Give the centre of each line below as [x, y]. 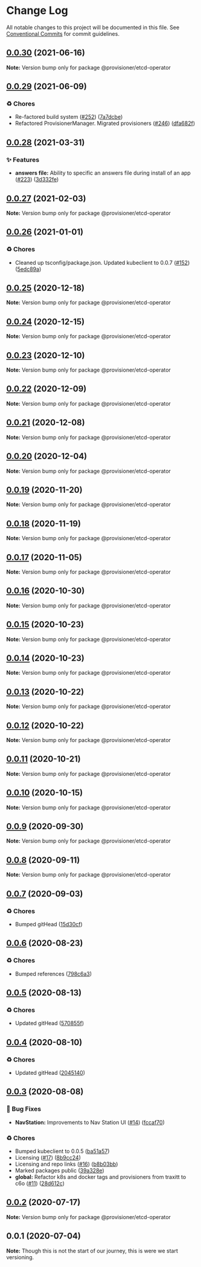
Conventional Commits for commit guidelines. [63, 33]
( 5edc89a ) [28, 269]
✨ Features [23, 159]
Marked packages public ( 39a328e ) [59, 1170]
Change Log [37, 11]
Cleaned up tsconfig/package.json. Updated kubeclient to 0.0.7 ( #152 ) [102, 262]
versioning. [20, 1257]
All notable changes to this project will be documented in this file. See [93, 27]
